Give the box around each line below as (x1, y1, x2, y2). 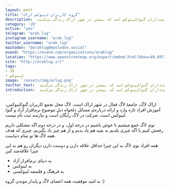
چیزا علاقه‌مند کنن (5, 148, 38, 154)
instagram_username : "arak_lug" (5, 36, 73, 41)
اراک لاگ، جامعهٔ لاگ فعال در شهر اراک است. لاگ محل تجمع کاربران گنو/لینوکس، (5, 101, 157, 107)
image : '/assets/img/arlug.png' (5, 78, 73, 83)
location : (5, 54, 26, 60)
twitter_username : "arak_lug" (5, 40, 69, 45)
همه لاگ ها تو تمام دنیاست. (5, 132, 56, 138)
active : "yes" (5, 26, 35, 31)
